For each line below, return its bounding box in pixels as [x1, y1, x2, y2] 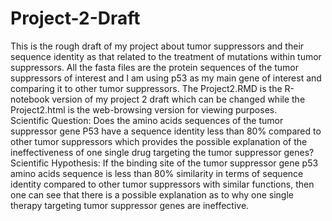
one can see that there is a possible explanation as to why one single [10, 188, 295, 201]
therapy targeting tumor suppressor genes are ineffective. [10, 199, 250, 211]
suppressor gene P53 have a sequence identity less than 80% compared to [10, 125, 322, 137]
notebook [10, 93, 50, 105]
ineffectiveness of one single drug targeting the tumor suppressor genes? [10, 146, 315, 158]
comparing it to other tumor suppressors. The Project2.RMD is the [10, 82, 283, 94]
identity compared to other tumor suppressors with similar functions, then [10, 178, 315, 190]
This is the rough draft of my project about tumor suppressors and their [10, 40, 305, 52]
